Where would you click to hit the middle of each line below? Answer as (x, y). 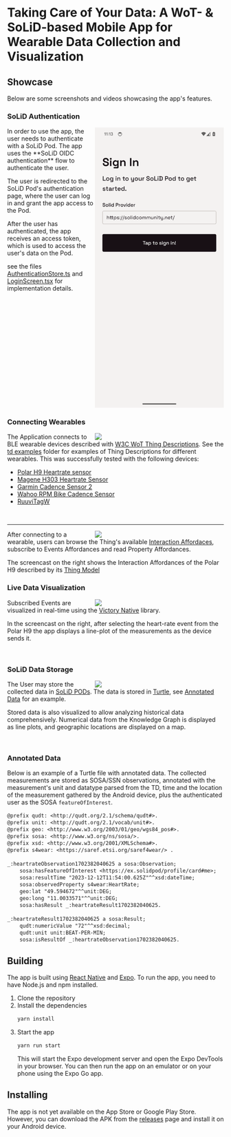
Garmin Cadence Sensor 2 (55, 487)
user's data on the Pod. (40, 253)
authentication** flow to (41, 160)
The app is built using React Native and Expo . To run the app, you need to (111, 978)
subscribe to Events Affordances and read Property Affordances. (99, 550)
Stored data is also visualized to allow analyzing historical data (96, 712)
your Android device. (37, 1126)
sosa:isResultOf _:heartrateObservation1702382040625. (100, 940)
